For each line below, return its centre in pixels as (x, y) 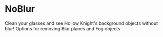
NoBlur (20, 9)
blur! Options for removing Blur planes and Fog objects (63, 28)
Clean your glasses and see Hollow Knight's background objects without (81, 23)
